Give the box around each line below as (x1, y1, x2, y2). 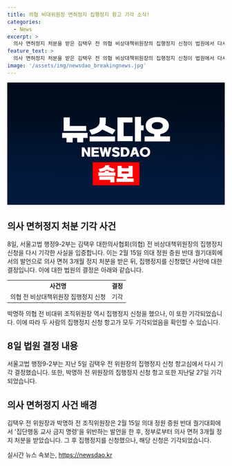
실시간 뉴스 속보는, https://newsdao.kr (7, 451, 113, 459)
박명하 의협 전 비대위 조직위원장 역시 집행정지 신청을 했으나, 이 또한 (7, 309, 188, 317)
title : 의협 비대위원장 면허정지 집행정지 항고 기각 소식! (7, 11, 150, 18)
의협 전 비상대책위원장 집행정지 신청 (10, 292, 106, 301)
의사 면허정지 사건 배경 (7, 399, 98, 411)
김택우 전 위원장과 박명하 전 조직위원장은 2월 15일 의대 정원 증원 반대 (7, 419, 192, 427)
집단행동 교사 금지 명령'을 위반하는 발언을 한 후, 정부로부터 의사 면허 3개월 (16, 427, 215, 436)
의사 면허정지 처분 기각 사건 (7, 220, 116, 232)
